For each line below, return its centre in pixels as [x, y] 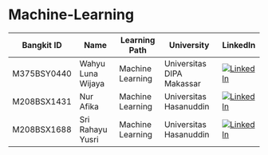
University [189, 45]
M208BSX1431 [42, 101]
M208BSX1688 [42, 129]
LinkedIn [239, 45]
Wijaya [92, 83]
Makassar [183, 83]
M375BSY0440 [42, 74]
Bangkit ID [42, 45]
